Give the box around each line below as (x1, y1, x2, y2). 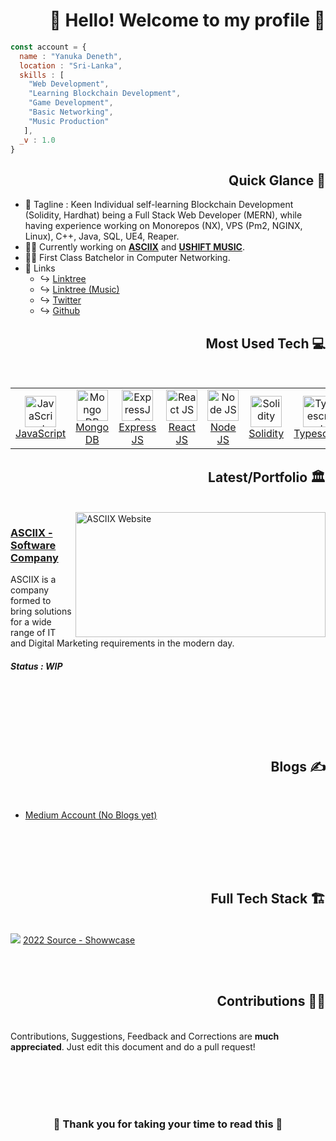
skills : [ (19, 70, 65, 80)
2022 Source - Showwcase (22, 934, 136, 946)
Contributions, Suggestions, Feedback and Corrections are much (10, 1030, 280, 1042)
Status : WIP (10, 660, 63, 672)
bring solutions (10, 605, 72, 618)
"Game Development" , (28, 98, 114, 108)
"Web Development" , (28, 79, 110, 89)
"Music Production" (28, 116, 110, 126)
